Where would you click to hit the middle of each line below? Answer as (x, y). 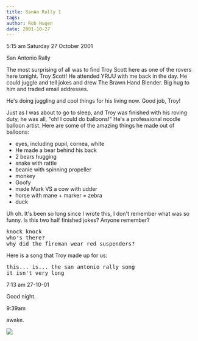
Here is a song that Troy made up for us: (57, 255)
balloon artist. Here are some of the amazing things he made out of (90, 126)
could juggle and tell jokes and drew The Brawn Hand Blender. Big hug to (98, 83)
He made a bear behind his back (56, 150)
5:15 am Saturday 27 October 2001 (50, 46)
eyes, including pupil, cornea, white (60, 144)
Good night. (21, 297)
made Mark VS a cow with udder (56, 189)
